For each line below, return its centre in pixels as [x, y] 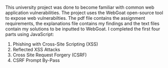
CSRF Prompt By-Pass [36, 60]
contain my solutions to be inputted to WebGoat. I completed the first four [83, 29]
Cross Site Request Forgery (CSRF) [50, 55]
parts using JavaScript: [30, 34]
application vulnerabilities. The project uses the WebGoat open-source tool [84, 13]
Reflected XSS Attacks [36, 49]
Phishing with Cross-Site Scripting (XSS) [55, 44]
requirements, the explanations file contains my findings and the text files [82, 23]
